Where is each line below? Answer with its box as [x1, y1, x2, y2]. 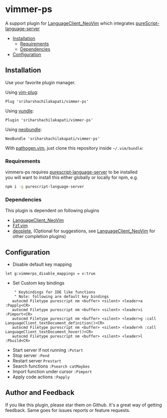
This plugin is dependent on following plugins [5, 208, 100, 214]
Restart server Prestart [12, 358, 61, 364]
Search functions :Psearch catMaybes [12, 363, 90, 369]
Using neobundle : [5, 126, 42, 132]
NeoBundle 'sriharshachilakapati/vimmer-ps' [5, 136, 100, 141]
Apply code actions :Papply [12, 374, 70, 380]
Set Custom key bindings [12, 280, 64, 286]
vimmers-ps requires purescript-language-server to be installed [5, 169, 138, 175]
